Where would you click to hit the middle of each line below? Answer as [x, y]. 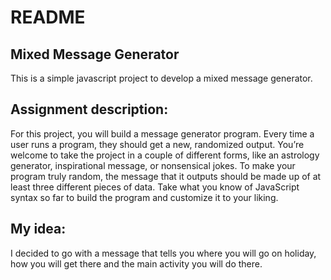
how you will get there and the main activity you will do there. [136, 263]
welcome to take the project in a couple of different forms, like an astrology [165, 155]
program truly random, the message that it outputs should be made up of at [166, 176]
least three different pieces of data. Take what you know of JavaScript [155, 187]
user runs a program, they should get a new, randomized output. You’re [157, 144]
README [48, 17]
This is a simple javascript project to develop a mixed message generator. [161, 78]
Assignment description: [89, 109]
